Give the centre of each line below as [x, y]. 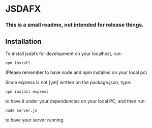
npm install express [27, 92]
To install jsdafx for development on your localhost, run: [64, 54]
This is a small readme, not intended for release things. [74, 25]
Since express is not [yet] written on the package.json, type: [68, 82]
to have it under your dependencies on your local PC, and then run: [75, 101]
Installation [23, 41]
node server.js [21, 110]
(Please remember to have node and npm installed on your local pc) [76, 72]
